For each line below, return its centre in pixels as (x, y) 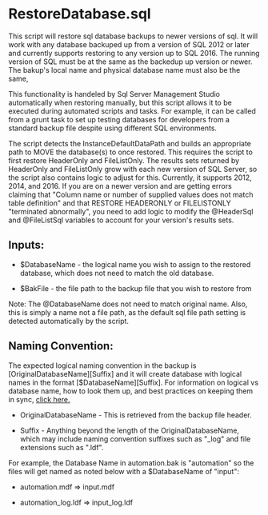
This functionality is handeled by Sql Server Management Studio (114, 94)
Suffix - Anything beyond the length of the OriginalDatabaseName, (130, 430)
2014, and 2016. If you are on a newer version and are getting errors (120, 186)
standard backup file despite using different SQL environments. (113, 128)
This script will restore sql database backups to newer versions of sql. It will (133, 36)
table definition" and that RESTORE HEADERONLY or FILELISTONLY (120, 203)
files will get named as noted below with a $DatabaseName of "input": (124, 471)
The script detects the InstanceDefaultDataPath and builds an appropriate (130, 143)
